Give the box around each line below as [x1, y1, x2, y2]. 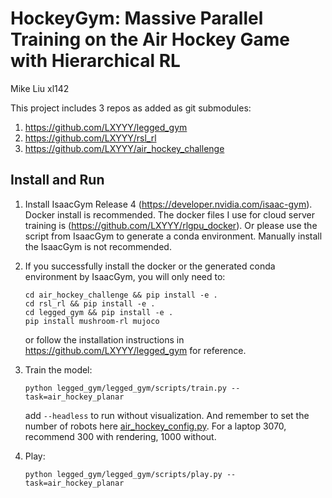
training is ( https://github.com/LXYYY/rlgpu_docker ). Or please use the [24, 219, 318, 231]
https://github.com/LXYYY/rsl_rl [24, 132, 157, 144]
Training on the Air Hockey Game [10, 28, 290, 51]
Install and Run [10, 172, 105, 189]
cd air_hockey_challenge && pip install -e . [24, 290, 218, 300]
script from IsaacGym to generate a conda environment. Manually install [24, 230, 323, 242]
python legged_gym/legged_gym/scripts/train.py [24, 383, 227, 393]
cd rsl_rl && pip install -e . [24, 298, 156, 309]
